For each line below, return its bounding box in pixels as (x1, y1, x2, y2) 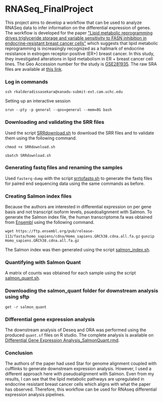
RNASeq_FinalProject (5, 3, 93, 15)
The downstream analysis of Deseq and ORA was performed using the (5, 327, 146, 333)
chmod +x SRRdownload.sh (5, 144, 55, 149)
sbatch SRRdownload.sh (5, 153, 51, 158)
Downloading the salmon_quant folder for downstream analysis (5, 287, 159, 294)
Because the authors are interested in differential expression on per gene (5, 204, 152, 210)
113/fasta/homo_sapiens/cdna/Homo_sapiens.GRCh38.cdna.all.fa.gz (5, 234, 140, 239)
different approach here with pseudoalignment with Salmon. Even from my (5, 371, 154, 377)
